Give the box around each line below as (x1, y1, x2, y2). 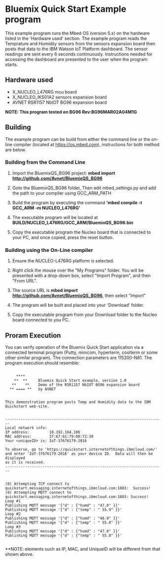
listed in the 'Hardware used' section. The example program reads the (5, 35, 147, 41)
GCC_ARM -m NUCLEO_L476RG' (12, 205, 80, 211)
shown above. (5, 551, 33, 557)
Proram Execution (5, 331, 61, 340)
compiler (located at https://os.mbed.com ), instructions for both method (13, 141, 160, 147)
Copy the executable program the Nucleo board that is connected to (12, 229, 151, 235)
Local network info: (5, 425, 48, 430)
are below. (5, 147, 26, 153)
